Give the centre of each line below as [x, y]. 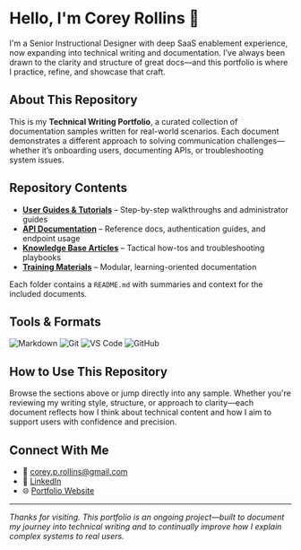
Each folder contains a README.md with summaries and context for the [136, 284]
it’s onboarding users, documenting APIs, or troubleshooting [153, 150]
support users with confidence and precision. [93, 422]
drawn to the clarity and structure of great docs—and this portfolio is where [149, 62]
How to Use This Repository [89, 371]
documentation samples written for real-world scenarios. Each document [144, 131]
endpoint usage [51, 238]
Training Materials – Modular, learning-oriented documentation [139, 266]
